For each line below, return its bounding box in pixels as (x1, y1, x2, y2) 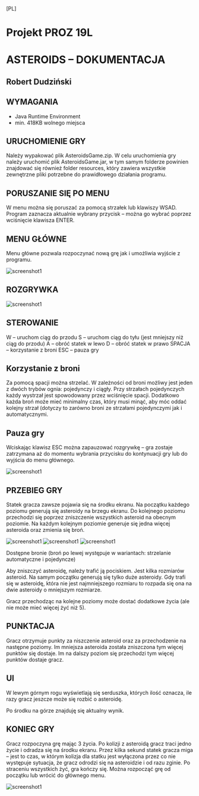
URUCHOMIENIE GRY (6, 136, 86, 146)
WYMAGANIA (6, 97, 58, 107)
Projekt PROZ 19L (6, 26, 93, 39)
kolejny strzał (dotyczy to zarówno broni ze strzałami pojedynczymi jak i (6, 405, 182, 412)
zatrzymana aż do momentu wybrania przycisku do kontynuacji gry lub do (6, 450, 188, 457)
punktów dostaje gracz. (6, 656, 64, 663)
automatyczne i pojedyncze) (6, 556, 76, 563)
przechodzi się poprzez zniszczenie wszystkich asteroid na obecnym (6, 514, 176, 521)
